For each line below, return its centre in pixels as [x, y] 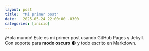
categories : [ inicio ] [28, 24]
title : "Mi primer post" [32, 14]
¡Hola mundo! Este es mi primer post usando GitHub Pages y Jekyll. [75, 38]
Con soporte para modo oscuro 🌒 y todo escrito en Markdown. [71, 43]
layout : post [19, 10]
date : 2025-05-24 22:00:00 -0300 [42, 19]
